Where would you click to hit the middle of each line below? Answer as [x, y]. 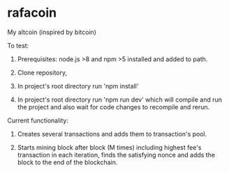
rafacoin [32, 13]
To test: [18, 45]
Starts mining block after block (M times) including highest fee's [109, 147]
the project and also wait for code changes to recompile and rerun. [113, 107]
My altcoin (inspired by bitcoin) [52, 32]
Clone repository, [42, 72]
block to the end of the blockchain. [67, 162]
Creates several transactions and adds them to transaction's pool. [112, 134]
